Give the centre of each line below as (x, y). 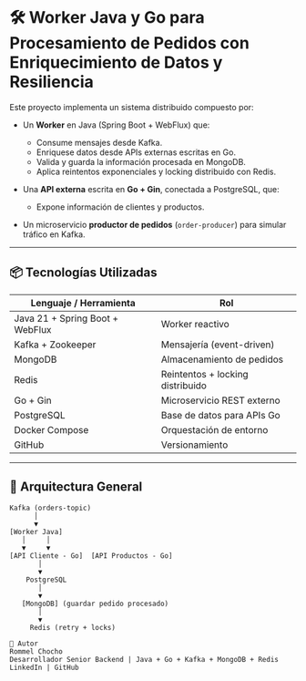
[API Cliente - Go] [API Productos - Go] (91, 556)
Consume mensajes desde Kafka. (99, 142)
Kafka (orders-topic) (51, 508)
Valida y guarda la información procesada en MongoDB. (141, 161)
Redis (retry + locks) (73, 627)
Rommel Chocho (36, 651)
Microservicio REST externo (220, 400)
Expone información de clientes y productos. (120, 207)
